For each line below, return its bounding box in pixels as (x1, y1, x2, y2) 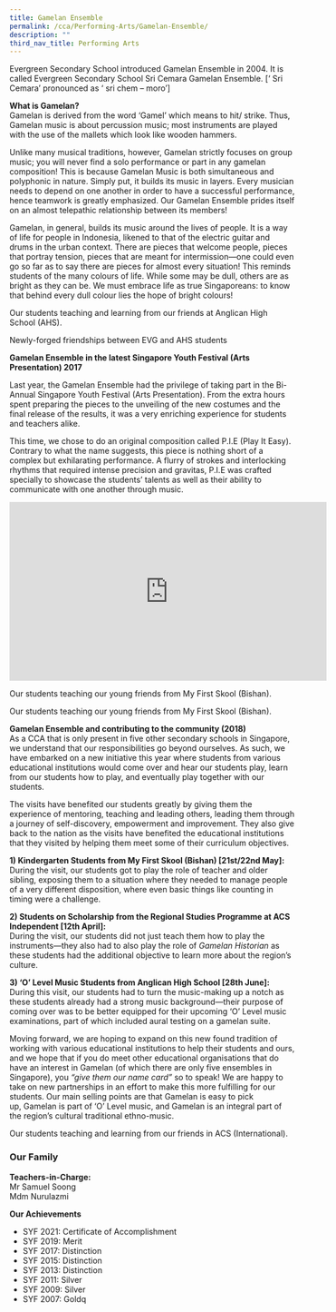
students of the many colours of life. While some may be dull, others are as (9, 271, 290, 281)
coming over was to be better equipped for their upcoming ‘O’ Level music (9, 1006, 287, 1017)
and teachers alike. (9, 419, 81, 429)
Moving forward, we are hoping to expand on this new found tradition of (9, 1033, 278, 1044)
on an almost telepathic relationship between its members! (9, 205, 228, 216)
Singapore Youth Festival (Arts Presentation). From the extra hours (37, 390, 285, 400)
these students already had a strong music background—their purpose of (9, 996, 283, 1008)
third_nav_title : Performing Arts (9, 38, 140, 48)
